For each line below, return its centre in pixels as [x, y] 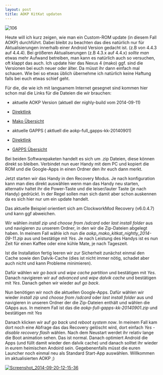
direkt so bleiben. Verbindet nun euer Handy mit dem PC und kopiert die [77, 164]
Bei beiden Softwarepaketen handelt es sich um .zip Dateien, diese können [80, 158]
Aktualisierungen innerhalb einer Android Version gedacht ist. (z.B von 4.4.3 [81, 47]
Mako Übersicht [28, 121]
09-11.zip [14, 238]
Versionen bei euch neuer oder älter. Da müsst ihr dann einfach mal [72, 68]
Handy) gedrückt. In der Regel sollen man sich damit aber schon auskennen [81, 194]
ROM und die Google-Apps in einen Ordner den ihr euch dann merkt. [74, 169]
